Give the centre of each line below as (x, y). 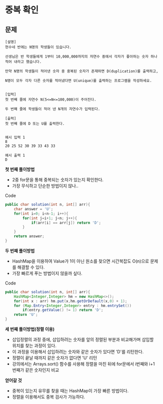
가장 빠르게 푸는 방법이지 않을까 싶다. (47, 273)
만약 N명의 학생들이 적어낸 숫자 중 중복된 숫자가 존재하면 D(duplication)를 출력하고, (82, 71)
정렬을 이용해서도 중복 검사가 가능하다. (48, 397)
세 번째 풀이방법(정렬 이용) (30, 329)
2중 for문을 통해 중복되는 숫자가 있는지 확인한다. (58, 180)
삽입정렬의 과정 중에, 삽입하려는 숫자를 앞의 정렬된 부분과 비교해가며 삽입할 (83, 339)
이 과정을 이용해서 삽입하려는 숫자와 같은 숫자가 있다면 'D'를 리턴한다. (78, 352)
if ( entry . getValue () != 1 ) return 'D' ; (63, 310)
